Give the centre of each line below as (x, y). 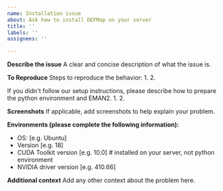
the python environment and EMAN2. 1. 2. (66, 98)
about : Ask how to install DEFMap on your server (80, 20)
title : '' (21, 26)
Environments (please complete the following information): (93, 125)
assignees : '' (27, 39)
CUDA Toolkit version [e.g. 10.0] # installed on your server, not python (116, 153)
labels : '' (23, 33)
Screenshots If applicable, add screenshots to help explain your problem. (111, 112)
